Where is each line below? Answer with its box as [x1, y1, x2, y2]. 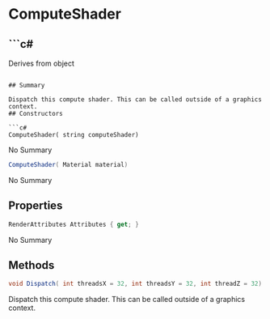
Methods [8, 258, 55, 272]
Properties [8, 199, 63, 213]
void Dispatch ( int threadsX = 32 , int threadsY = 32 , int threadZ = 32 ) [8, 280, 263, 288]
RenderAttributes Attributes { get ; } [8, 220, 139, 228]
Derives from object [8, 58, 75, 68]
